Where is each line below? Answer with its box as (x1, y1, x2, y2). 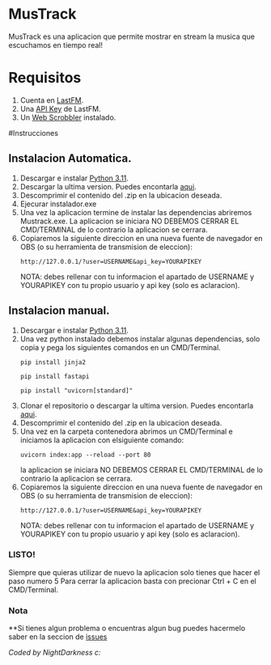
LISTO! (8, 549, 36, 561)
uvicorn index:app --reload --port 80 (19, 451, 151, 459)
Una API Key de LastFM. (19, 104, 101, 113)
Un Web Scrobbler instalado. (19, 112, 116, 122)
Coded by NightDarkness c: (8, 648, 101, 658)
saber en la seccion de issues (8, 632, 108, 642)
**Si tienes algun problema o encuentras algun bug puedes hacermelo (8, 624, 246, 633)
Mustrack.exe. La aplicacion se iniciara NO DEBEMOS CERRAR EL (19, 216, 239, 226)
